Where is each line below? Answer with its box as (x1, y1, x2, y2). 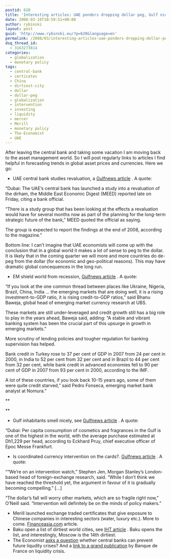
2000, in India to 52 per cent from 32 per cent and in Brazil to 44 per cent (5, 356, 160, 362)
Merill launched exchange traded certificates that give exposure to (12, 510, 153, 516)
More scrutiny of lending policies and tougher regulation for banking (5, 336, 149, 342)
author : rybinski (5, 21, 42, 27)
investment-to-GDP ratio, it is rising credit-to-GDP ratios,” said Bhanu (5, 294, 151, 301)
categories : (5, 50, 31, 55)
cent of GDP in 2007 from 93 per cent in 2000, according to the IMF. (5, 367, 149, 374)
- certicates (10, 74, 38, 79)
